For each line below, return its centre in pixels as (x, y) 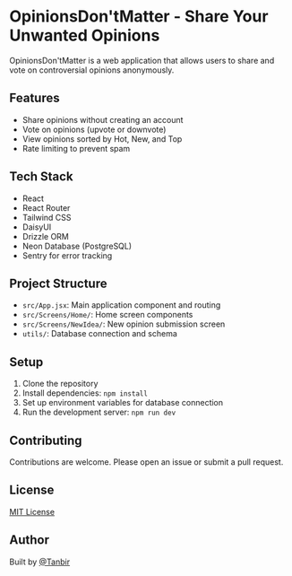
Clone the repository (60, 384)
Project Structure (58, 283)
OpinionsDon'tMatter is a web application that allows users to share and (142, 60)
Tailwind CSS (47, 217)
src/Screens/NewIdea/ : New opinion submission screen (124, 324)
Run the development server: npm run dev (99, 412)
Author (29, 540)
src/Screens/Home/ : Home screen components (107, 315)
